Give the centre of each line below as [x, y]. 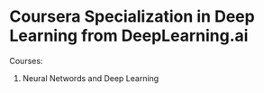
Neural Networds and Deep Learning [91, 78]
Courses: [26, 60]
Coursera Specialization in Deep [132, 17]
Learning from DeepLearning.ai [129, 36]
